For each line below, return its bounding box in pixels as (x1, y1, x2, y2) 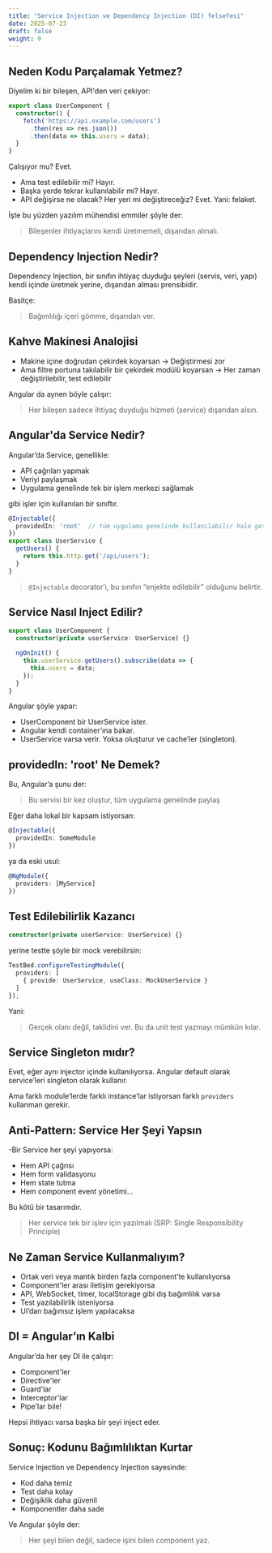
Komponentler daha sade (19, 1504, 104, 1513)
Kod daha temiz (19, 1478, 73, 1487)
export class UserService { (8, 537, 104, 545)
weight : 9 (8, 34, 42, 43)
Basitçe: (8, 295, 36, 305)
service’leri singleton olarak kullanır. (8, 1076, 128, 1086)
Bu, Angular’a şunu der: (8, 780, 87, 789)
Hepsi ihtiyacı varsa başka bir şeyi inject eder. (8, 1417, 161, 1426)
